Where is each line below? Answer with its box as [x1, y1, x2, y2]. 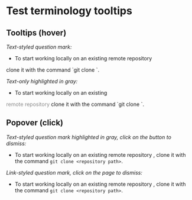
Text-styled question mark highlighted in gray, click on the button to [6, 133, 171, 140]
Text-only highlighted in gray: [6, 78, 78, 85]
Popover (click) [6, 118, 64, 128]
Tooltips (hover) [6, 28, 67, 38]
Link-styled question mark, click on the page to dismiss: [6, 169, 143, 176]
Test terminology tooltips [6, 4, 133, 18]
